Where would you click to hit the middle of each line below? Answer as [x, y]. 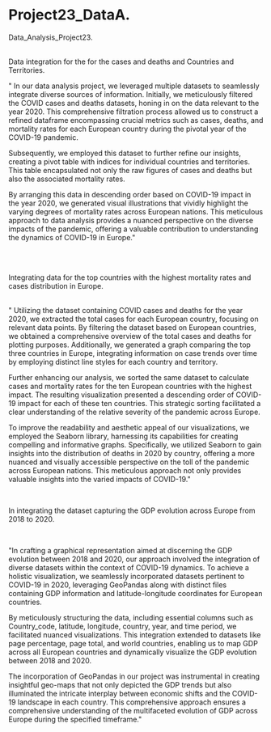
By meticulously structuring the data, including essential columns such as [131, 617]
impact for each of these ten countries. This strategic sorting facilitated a [139, 403]
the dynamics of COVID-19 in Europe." [72, 237]
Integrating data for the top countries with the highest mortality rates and [130, 277]
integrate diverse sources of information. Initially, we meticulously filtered [131, 94]
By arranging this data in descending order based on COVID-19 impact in [130, 194]
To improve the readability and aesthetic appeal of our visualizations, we [129, 427]
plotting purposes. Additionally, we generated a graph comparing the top [129, 345]
